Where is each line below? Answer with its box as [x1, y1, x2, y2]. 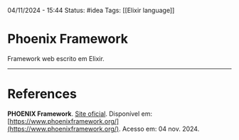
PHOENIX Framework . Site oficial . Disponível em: [7, 109, 153, 118]
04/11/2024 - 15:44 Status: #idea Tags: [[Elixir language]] [7, 6, 175, 14]
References [7, 86, 77, 102]
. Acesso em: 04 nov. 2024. [118, 124, 200, 133]
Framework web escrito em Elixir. [7, 54, 105, 63]
